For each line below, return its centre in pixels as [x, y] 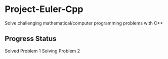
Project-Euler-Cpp [44, 9]
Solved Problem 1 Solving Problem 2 [43, 50]
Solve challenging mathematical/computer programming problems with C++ [84, 23]
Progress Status [31, 39]
